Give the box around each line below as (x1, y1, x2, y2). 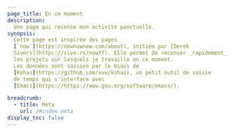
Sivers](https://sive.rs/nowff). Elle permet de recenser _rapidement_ (13, 50, 228, 57)
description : (7, 17, 46, 24)
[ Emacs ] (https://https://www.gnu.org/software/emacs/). (13, 82, 180, 89)
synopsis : (7, 29, 36, 37)
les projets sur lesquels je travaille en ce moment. (13, 56, 174, 63)
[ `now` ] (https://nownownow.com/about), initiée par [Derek (13, 43, 190, 50)
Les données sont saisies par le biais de (13, 62, 139, 70)
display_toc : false (7, 114, 64, 121)
